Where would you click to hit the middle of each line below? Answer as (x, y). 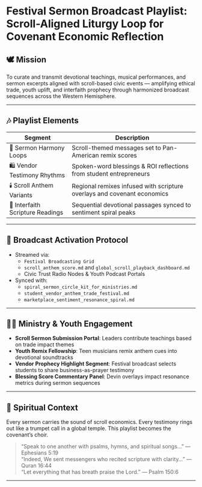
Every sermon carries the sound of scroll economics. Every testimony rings (99, 422)
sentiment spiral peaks (104, 212)
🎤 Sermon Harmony (37, 147)
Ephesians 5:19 (40, 453)
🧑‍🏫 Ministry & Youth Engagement (69, 324)
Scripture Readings (36, 212)
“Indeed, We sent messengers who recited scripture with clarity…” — (106, 459)
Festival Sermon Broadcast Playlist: (97, 11)
